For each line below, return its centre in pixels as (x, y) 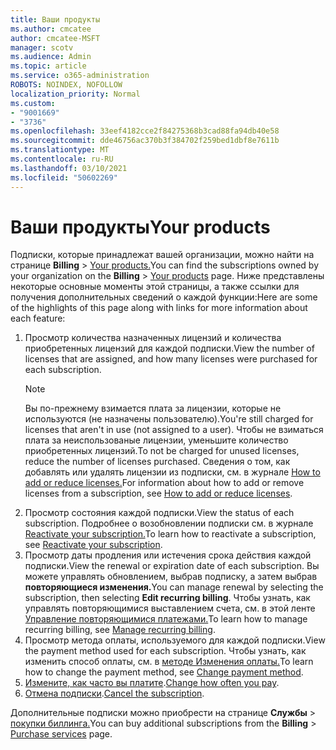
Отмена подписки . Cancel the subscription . (114, 693)
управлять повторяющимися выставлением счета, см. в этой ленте (170, 608)
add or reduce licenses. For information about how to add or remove (164, 483)
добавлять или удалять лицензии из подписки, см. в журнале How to (172, 472)
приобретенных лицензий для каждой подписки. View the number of (169, 348)
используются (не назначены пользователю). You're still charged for (169, 419)
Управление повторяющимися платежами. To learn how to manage (166, 619)
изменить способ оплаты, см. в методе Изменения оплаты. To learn (169, 662)
